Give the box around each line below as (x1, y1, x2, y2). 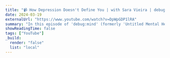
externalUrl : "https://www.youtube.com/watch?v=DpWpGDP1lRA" (5, 17, 137, 22)
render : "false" (10, 40, 44, 45)
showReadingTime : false (5, 26, 56, 31)
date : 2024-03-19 (5, 12, 42, 17)
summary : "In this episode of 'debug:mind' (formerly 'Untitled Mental (5, 21, 159, 27)
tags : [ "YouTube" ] (5, 31, 44, 36)
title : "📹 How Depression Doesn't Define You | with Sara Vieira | (5, 7, 152, 13)
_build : (5, 36, 22, 41)
